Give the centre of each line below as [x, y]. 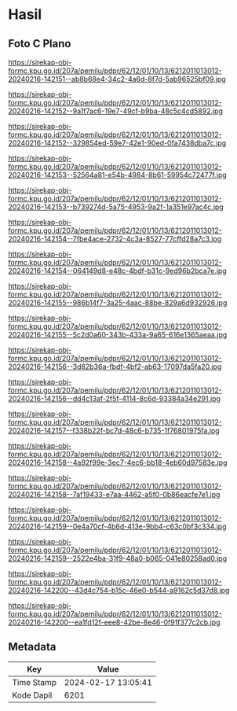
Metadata [32, 647]
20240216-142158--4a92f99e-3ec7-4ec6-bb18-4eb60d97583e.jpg [118, 462]
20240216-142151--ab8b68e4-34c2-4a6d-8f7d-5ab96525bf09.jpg [117, 79]
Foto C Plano [40, 44]
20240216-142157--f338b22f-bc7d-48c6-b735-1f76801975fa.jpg [114, 431]
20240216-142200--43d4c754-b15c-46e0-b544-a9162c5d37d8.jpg [119, 590]
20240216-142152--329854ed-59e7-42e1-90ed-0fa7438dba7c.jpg [117, 143]
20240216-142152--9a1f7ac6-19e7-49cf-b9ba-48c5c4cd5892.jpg [116, 111]
